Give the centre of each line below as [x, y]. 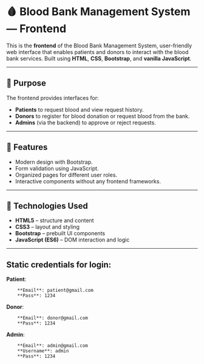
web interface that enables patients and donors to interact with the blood [97, 52]
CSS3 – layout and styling [47, 227]
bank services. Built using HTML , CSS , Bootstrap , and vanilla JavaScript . [99, 58]
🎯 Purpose [26, 83]
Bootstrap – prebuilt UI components [60, 234]
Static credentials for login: [59, 265]
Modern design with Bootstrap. [54, 162]
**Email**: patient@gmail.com [56, 291]
